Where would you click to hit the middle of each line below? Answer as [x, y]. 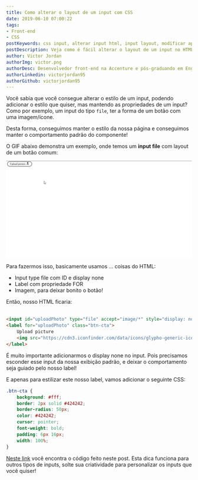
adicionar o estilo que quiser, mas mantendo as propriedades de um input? [97, 105]
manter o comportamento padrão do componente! [67, 135]
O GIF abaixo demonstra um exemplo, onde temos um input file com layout [97, 146]
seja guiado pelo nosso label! [42, 368]
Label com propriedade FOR [49, 284]
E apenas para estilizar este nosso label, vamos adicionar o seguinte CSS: [96, 379]
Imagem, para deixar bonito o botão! [59, 290]
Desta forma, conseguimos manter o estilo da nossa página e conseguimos [98, 129]
